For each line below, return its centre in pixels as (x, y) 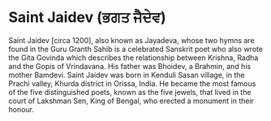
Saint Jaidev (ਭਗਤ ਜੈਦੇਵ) (87, 17)
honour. (22, 109)
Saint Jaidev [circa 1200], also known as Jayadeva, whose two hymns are (131, 40)
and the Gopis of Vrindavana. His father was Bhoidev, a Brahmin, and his (130, 66)
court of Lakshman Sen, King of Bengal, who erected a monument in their (131, 101)
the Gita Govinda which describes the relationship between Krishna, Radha (133, 58)
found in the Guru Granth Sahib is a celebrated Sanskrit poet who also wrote (136, 49)
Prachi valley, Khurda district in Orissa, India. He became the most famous (132, 83)
